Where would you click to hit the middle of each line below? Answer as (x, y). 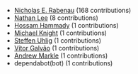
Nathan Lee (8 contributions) (56, 18)
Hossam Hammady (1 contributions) (66, 25)
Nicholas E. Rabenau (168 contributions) (73, 10)
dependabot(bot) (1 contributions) (63, 63)
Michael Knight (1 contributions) (61, 33)
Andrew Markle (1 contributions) (61, 55)
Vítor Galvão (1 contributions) (57, 48)
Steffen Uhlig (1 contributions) (57, 41)
